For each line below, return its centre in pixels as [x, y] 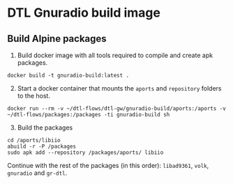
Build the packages [45, 128]
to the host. [34, 96]
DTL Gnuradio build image [84, 13]
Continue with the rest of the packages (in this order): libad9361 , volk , [108, 166]
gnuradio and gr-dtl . [37, 173]
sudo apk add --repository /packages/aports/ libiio [85, 153]
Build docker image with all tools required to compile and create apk [115, 55]
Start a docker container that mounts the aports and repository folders [119, 88]
